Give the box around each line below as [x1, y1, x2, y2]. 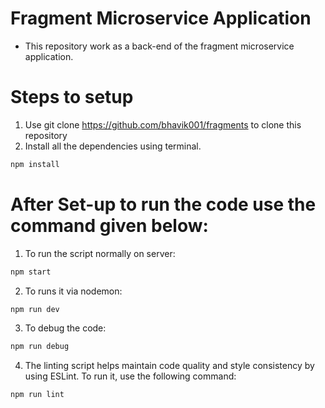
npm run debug [10, 342, 70, 352]
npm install [10, 159, 60, 169]
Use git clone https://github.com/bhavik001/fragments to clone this [24, 118, 302, 131]
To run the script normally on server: [24, 247, 176, 259]
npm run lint [10, 390, 65, 400]
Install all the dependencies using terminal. [24, 140, 202, 152]
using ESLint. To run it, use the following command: [24, 370, 237, 382]
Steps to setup [10, 86, 134, 109]
